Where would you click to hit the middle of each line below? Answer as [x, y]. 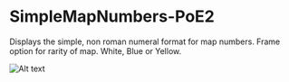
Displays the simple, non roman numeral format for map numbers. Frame [145, 41]
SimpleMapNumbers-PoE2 [112, 17]
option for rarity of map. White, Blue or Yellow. [96, 50]
